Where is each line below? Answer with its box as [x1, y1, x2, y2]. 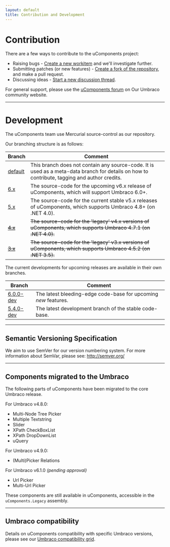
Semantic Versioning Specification [5, 334, 117, 343]
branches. [5, 270, 26, 276]
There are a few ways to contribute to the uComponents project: [5, 51, 139, 57]
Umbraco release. [5, 391, 43, 397]
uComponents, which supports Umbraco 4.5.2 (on [30, 245, 150, 252]
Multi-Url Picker [12, 483, 46, 488]
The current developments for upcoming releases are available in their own [5, 265, 162, 271]
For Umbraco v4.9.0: [5, 448, 49, 454]
